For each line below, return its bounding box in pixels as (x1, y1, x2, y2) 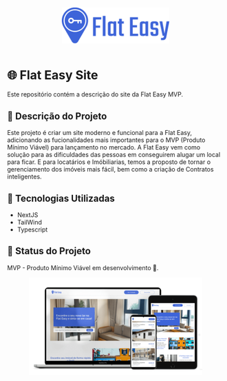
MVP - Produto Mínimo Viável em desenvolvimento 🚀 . (7, 263, 159, 271)
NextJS (17, 211, 39, 219)
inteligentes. (7, 172, 43, 181)
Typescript (17, 225, 48, 234)
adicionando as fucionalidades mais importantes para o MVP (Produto (7, 136, 206, 144)
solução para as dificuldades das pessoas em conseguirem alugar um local (7, 151, 221, 159)
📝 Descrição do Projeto (7, 110, 107, 122)
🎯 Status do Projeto (7, 245, 91, 257)
